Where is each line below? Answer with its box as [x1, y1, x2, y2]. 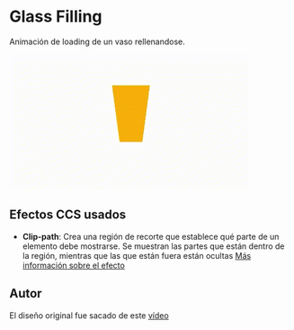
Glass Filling [9, 6, 102, 27]
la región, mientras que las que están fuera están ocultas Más [22, 250, 252, 261]
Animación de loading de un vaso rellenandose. [9, 36, 186, 47]
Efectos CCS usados [9, 207, 127, 223]
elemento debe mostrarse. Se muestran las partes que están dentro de [22, 241, 285, 252]
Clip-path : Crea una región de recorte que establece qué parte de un [22, 231, 280, 242]
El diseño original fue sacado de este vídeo [9, 309, 169, 321]
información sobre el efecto [22, 260, 126, 270]
